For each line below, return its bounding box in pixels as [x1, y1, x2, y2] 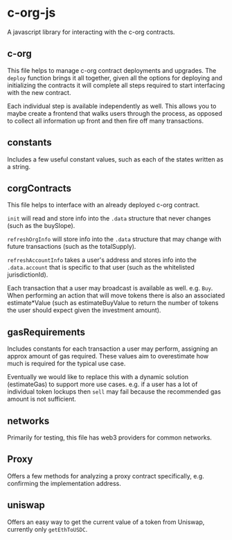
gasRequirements [7, 326, 85, 338]
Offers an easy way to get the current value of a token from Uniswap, [7, 518, 205, 526]
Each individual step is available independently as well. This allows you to [7, 102, 217, 110]
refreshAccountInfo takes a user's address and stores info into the [7, 256, 197, 264]
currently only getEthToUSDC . [7, 525, 88, 533]
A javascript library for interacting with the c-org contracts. [7, 28, 175, 36]
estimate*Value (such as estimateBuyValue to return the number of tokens [7, 299, 219, 307]
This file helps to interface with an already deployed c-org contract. [7, 201, 200, 209]
